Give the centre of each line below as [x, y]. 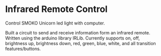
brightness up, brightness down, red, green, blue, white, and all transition [80, 43]
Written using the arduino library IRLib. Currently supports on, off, [72, 38]
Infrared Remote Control [56, 9]
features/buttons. [23, 48]
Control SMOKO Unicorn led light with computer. [55, 23]
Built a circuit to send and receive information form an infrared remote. [78, 32]
